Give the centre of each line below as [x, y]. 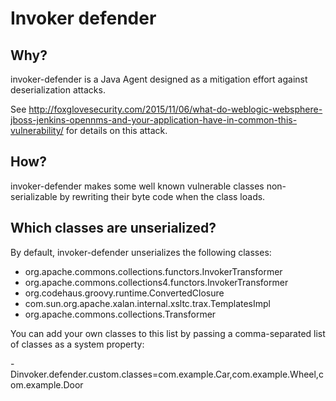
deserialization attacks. [58, 90]
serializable [34, 196]
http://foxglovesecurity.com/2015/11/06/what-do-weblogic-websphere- [175, 109]
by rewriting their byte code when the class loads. [162, 196]
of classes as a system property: [77, 344]
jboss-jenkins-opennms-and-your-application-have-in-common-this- [154, 120]
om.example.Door [47, 384]
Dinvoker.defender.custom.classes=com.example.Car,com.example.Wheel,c [167, 374]
